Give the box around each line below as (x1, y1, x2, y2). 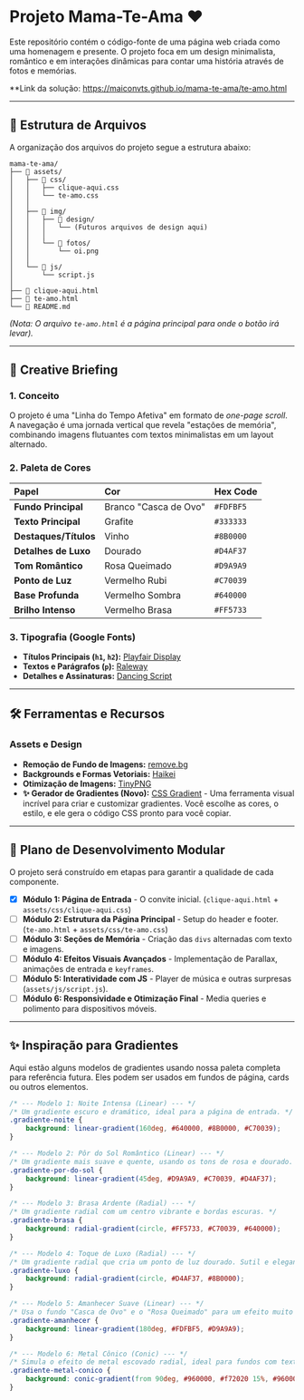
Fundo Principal (14, 501, 83, 513)
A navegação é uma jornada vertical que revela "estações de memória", (9, 420, 277, 431)
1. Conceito (9, 390, 60, 403)
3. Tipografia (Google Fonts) (9, 630, 136, 643)
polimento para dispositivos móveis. (22, 1003, 157, 1014)
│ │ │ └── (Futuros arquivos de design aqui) (9, 222, 208, 232)
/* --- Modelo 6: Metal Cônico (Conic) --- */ (9, 1349, 188, 1358)
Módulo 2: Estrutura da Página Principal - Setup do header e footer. (22, 913, 279, 924)
